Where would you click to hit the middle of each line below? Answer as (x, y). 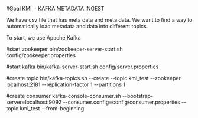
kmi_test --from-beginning (52, 108)
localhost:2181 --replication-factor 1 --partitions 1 (66, 84)
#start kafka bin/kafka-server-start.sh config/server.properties (82, 67)
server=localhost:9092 (34, 102)
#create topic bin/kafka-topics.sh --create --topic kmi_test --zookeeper (94, 78)
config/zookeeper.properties (41, 55)
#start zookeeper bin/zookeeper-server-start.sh (64, 49)
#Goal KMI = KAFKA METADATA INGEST (55, 9)
